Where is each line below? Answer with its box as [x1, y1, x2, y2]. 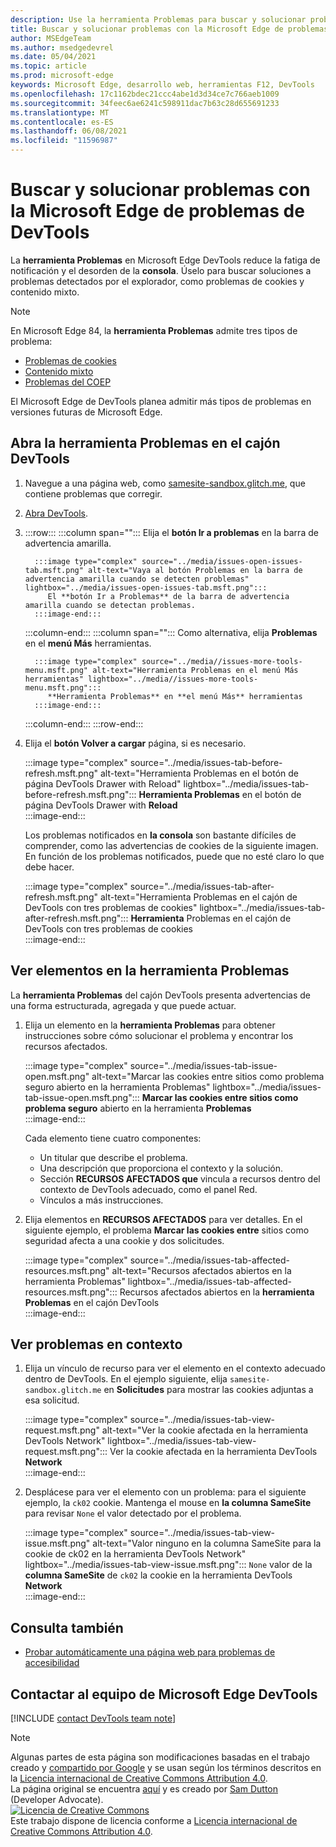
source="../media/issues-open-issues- [141, 556, 303, 566]
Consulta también [10, 1619, 124, 1636]
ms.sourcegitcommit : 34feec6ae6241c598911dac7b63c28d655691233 [10, 98, 280, 108]
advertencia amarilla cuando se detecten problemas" [24, 574, 250, 584]
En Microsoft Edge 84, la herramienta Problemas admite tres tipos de [10, 324, 298, 336]
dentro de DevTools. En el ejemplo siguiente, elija [24, 1373, 228, 1385]
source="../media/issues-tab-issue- [129, 1059, 278, 1071]
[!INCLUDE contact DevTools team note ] [10, 1712, 177, 1724]
